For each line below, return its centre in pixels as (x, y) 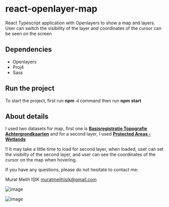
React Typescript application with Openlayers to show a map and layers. (80, 23)
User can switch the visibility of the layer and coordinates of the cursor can (83, 28)
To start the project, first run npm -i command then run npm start (73, 100)
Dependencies (29, 49)
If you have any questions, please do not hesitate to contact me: (72, 170)
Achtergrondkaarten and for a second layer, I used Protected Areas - (78, 134)
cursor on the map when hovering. (41, 160)
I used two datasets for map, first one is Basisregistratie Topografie (76, 129)
